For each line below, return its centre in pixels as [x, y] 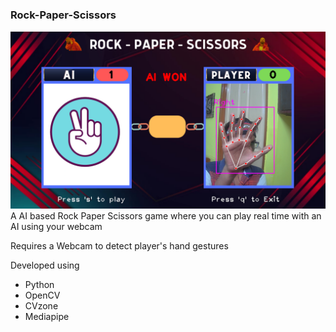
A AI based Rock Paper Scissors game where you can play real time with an [166, 215]
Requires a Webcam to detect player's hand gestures [119, 245]
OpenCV [42, 295]
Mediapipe [47, 316]
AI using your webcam [56, 226]
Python [39, 284]
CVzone [41, 305]
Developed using [45, 265]
